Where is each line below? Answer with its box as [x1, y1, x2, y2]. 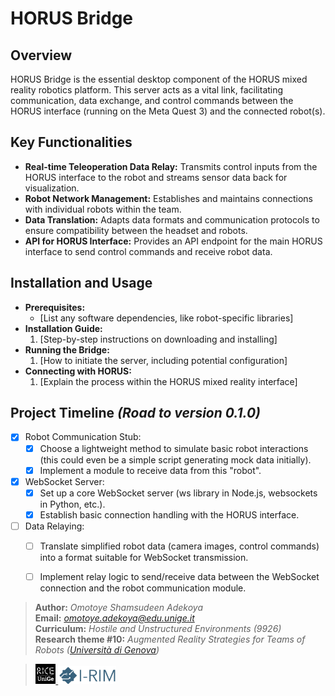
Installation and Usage [10, 275, 153, 292]
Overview [10, 47, 73, 64]
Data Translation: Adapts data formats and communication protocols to [24, 213, 320, 226]
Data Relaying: [24, 520, 85, 532]
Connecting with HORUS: [24, 365, 132, 377]
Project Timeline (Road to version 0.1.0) [10, 405, 261, 422]
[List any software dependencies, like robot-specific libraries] [39, 312, 294, 324]
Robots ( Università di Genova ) [34, 644, 160, 656]
